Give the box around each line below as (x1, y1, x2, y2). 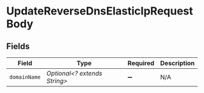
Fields (6, 41, 30, 51)
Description (160, 59, 195, 67)
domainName (9, 74, 41, 80)
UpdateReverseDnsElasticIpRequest (6, 4, 193, 18)
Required (127, 59, 155, 67)
